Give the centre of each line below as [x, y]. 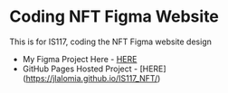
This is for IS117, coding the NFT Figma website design [111, 42]
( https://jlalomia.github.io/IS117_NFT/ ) [91, 78]
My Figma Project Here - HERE [80, 59]
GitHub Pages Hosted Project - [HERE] [94, 69]
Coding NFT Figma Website [114, 17]
